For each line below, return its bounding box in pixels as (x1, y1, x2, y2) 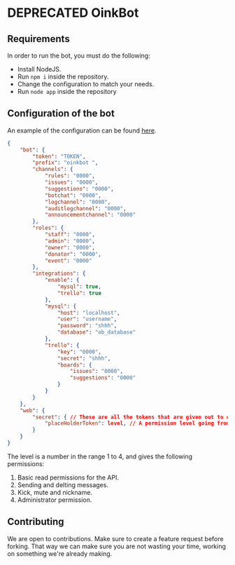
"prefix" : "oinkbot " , (32, 159, 99, 166)
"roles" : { (32, 224, 64, 232)
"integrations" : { (32, 270, 86, 278)
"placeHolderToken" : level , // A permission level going (44, 420, 215, 427)
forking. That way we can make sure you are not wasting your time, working (7, 542, 226, 550)
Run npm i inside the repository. (17, 72, 109, 81)
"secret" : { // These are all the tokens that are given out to (32, 414, 224, 421)
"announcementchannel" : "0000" (44, 212, 136, 219)
